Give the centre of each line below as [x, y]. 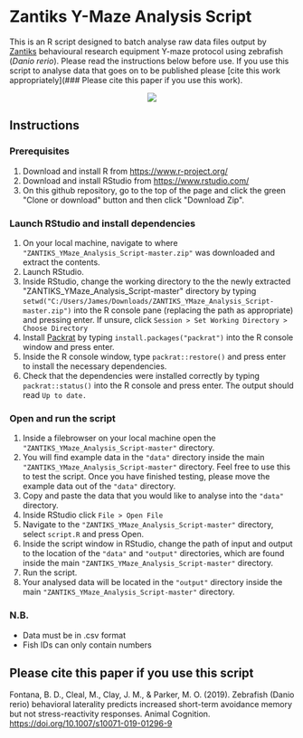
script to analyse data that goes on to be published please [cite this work [145, 71]
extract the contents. [62, 262]
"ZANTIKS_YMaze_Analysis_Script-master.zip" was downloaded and [149, 252]
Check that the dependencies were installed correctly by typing [141, 375]
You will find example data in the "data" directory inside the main [143, 458]
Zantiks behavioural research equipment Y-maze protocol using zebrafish [146, 51]
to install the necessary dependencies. [95, 366]
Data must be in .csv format [74, 635]
